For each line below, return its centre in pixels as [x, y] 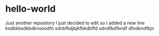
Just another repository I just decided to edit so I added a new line [75, 23]
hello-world [31, 9]
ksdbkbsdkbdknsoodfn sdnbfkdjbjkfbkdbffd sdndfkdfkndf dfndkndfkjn [80, 28]
